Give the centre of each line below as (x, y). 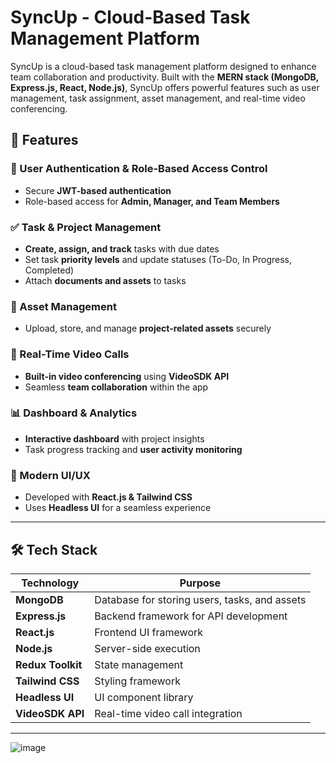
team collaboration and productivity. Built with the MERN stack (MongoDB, (165, 77)
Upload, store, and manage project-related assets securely (148, 328)
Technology (50, 583)
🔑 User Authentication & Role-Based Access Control (139, 169)
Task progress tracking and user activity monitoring (133, 449)
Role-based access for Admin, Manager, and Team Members (152, 201)
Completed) (49, 270)
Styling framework (137, 681)
